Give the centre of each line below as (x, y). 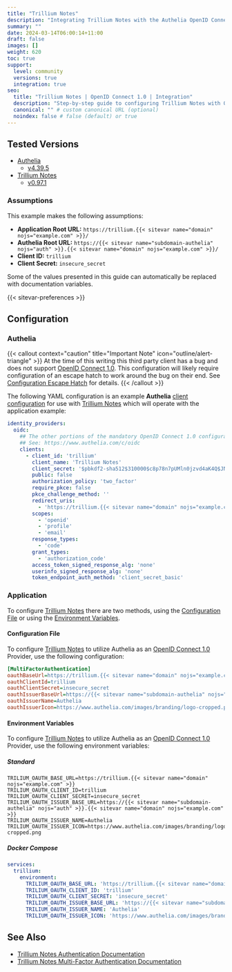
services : (21, 865)
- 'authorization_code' (72, 558)
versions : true (35, 78)
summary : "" (24, 26)
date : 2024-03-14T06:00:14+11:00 (55, 33)
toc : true (21, 59)
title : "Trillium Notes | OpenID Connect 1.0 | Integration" (103, 97)
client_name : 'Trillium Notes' (77, 462)
